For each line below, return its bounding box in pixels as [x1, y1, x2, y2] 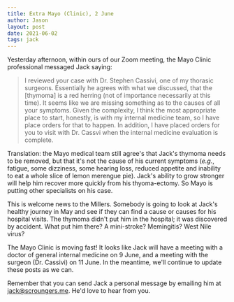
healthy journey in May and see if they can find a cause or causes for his [7, 208, 217, 216]
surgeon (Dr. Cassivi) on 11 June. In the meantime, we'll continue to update [7, 258, 222, 266]
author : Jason [7, 17, 49, 24]
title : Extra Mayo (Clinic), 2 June [7, 10, 114, 17]
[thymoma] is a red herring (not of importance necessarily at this [24, 92, 211, 100]
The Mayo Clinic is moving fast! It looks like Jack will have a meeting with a [7, 243, 224, 252]
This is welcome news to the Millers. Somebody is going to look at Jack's [7, 200, 218, 208]
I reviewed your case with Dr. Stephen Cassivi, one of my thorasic [24, 76, 214, 85]
